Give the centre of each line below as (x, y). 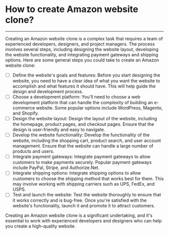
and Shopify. (26, 113)
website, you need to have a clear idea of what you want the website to (86, 81)
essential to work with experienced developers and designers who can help (83, 221)
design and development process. (48, 91)
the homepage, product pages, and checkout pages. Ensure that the (83, 124)
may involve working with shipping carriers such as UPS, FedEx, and (83, 184)
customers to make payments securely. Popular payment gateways (82, 163)
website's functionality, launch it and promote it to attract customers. (84, 206)
